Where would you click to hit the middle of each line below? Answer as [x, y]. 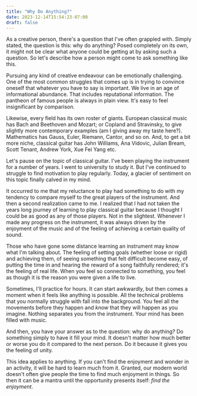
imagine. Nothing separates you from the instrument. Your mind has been [95, 314]
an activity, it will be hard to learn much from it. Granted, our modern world [96, 368]
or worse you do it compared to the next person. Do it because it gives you [97, 344]
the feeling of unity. [30, 350]
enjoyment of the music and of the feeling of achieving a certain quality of [96, 229]
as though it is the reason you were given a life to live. [71, 278]
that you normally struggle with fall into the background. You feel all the [93, 301]
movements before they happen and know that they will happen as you [92, 308]
